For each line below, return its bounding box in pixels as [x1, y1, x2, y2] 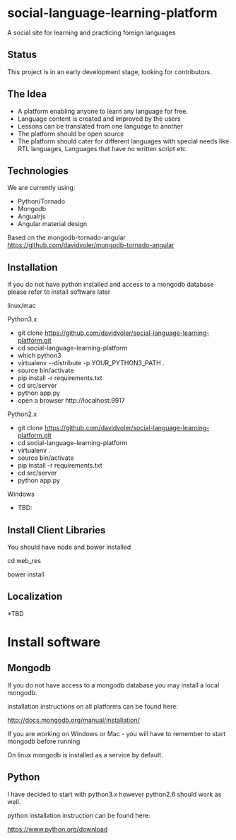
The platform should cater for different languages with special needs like [17, 136, 230, 146]
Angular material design [17, 220, 88, 228]
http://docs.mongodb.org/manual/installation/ [7, 716, 140, 724]
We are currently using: [7, 184, 76, 192]
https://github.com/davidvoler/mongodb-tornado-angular [7, 241, 175, 249]
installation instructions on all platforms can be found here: [7, 702, 179, 711]
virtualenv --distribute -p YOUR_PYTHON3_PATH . [17, 359, 165, 367]
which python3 [17, 351, 61, 360]
